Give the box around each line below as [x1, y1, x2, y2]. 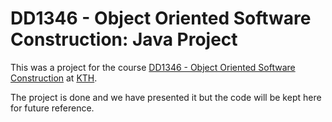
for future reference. [10, 102, 95, 114]
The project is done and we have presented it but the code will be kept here [10, 91, 322, 103]
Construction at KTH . [10, 72, 98, 84]
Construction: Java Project [10, 28, 238, 51]
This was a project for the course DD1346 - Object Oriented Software [10, 61, 296, 73]
